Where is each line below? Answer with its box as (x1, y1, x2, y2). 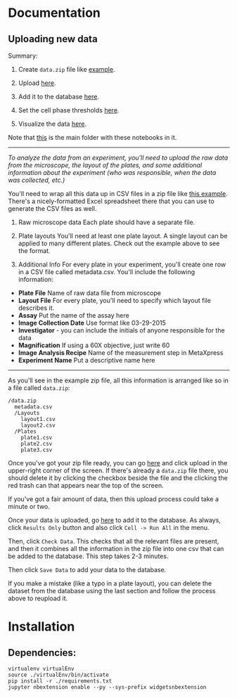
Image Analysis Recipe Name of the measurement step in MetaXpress (18, 349, 224, 356)
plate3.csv (20, 446, 53, 453)
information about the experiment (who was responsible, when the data (8, 169, 217, 176)
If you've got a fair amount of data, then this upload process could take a (8, 495, 219, 503)
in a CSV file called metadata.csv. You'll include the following (18, 268, 196, 276)
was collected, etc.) (8, 176, 65, 184)
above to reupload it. (8, 594, 68, 602)
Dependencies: (8, 647, 77, 659)
